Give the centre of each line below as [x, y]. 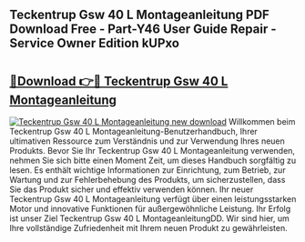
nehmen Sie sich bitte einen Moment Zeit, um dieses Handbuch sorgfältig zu [153, 160]
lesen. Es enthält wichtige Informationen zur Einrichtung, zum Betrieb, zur [147, 170]
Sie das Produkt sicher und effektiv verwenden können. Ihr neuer [132, 189]
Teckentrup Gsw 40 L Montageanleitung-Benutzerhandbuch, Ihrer [133, 131]
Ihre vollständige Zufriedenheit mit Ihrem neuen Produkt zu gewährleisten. [149, 228]
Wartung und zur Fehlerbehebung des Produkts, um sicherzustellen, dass [147, 180]
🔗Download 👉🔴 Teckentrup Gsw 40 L [119, 81]
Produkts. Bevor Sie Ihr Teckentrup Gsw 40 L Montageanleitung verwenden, [152, 151]
